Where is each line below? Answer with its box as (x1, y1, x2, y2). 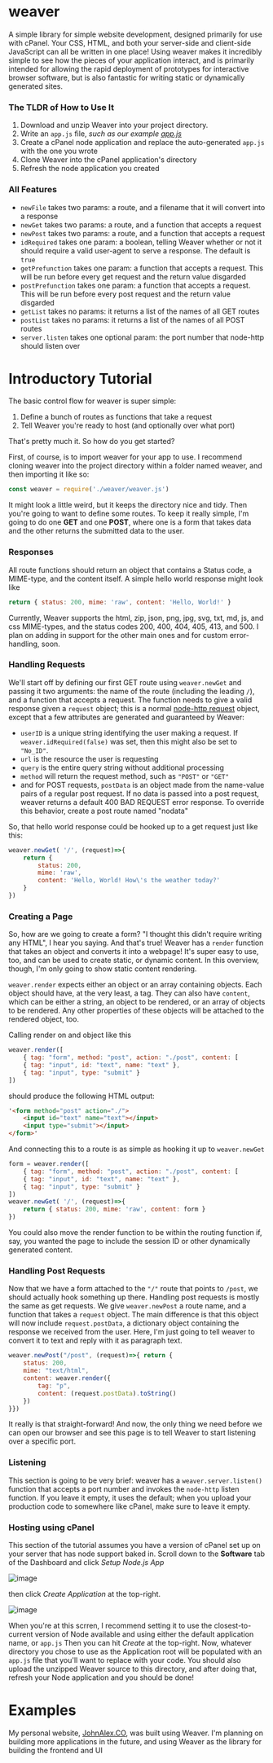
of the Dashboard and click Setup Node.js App (8, 1558, 165, 1567)
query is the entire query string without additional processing (20, 763, 224, 772)
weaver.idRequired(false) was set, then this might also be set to (20, 736, 238, 746)
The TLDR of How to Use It (8, 101, 114, 112)
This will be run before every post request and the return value (20, 288, 231, 299)
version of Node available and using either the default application (34, 1629, 254, 1639)
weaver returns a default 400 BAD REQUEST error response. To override (20, 797, 265, 807)
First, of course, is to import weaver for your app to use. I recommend (8, 452, 243, 462)
